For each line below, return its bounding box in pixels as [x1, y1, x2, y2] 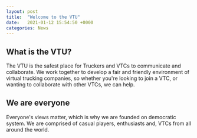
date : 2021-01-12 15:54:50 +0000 [6, 19, 94, 25]
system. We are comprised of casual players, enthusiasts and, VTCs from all [6, 120, 192, 127]
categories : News [6, 25, 49, 31]
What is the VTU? [6, 46, 72, 56]
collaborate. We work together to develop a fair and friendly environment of [6, 69, 190, 76]
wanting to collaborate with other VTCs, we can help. [6, 81, 135, 88]
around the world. [6, 126, 50, 133]
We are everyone [6, 98, 70, 108]
